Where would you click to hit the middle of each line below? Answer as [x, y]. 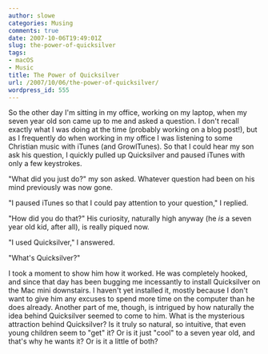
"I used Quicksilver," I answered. [62, 243]
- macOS [21, 61]
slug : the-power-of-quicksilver [62, 46]
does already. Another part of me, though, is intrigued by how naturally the [131, 308]
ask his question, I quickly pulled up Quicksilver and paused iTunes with [127, 155]
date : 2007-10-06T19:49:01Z [55, 38]
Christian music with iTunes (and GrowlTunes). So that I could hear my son [131, 147]
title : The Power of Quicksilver [64, 75]
